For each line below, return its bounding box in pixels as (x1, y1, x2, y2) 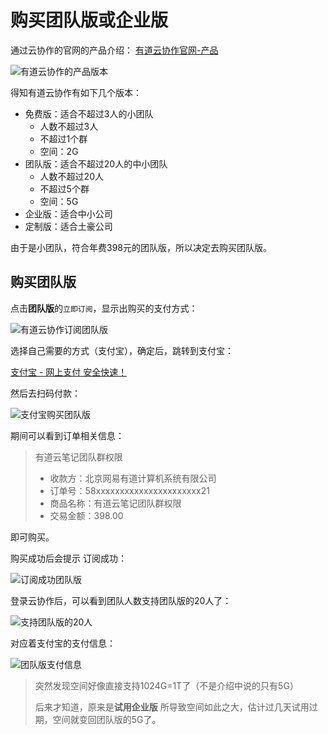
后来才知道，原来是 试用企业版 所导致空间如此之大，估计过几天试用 (34, 701, 310, 713)
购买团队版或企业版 (10, 9, 169, 32)
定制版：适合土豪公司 (24, 220, 113, 232)
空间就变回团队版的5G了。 (52, 713, 162, 725)
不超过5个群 (39, 182, 90, 195)
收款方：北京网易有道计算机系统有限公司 (49, 472, 217, 484)
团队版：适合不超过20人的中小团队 (24, 157, 168, 170)
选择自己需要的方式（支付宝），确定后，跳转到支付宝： (10, 344, 234, 356)
